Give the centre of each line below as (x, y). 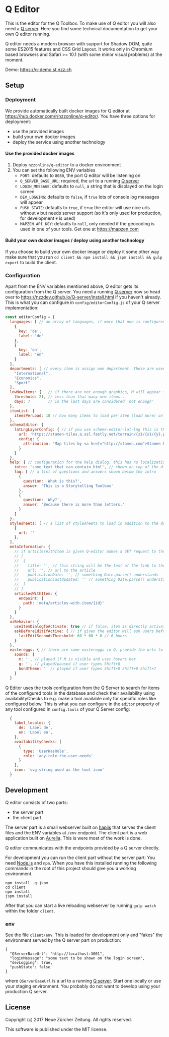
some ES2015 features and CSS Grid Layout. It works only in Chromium (79, 49)
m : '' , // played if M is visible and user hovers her (77, 659)
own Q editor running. (28, 34)
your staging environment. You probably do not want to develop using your (83, 986)
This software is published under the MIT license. (56, 1029)
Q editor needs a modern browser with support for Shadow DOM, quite (79, 43)
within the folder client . (30, 910)
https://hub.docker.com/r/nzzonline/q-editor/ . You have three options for (80, 116)
